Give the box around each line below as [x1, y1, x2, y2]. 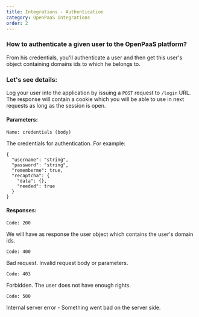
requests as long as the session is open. [6, 102, 106, 109]
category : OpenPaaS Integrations [6, 15, 90, 21]
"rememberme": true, [11, 168, 63, 174]
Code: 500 [6, 293, 31, 299]
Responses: [6, 206, 37, 214]
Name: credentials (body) [6, 129, 71, 136]
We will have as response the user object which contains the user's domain [6, 230, 194, 238]
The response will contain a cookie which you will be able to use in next [6, 95, 185, 103]
